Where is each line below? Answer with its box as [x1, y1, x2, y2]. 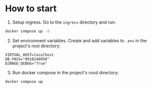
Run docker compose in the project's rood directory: [12, 69, 119, 75]
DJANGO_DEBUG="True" [5, 61, 48, 66]
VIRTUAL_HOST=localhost [5, 52, 54, 57]
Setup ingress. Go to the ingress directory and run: [12, 19, 116, 25]
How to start [5, 3, 57, 14]
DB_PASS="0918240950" [5, 57, 50, 61]
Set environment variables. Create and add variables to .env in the [12, 37, 147, 43]
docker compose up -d [5, 29, 50, 33]
